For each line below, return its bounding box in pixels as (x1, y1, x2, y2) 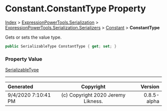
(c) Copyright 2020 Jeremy (61, 92, 126, 99)
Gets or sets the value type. (5, 34, 62, 40)
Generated (7, 83, 33, 90)
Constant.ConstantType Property (5, 3, 146, 14)
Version (140, 83, 160, 90)
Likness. (83, 98, 103, 105)
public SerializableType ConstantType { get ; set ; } (5, 44, 117, 49)
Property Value (5, 55, 43, 62)
